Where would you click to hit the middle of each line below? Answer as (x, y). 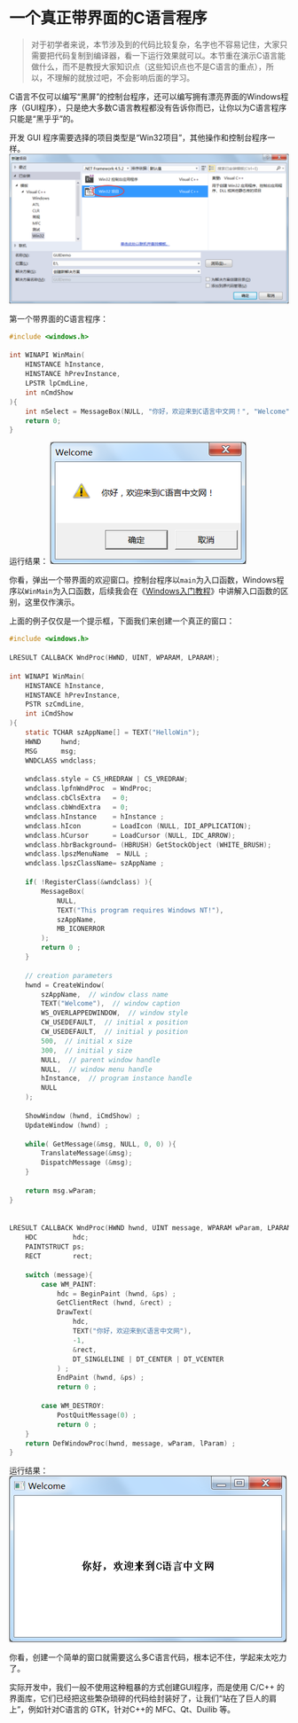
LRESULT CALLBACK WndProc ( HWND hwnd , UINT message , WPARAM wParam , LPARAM (150, 1228)
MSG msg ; (51, 751)
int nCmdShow (49, 392)
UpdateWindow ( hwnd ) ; (67, 1125)
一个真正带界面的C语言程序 (108, 18)
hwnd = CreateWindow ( (65, 985)
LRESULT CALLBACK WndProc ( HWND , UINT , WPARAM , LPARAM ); (114, 658)
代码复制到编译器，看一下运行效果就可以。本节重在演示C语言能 (170, 55)
